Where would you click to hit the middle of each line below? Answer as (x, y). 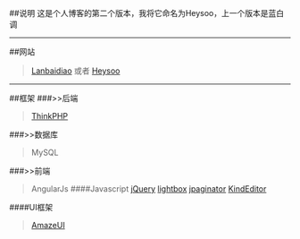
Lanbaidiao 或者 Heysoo (75, 71)
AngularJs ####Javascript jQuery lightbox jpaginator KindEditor (149, 189)
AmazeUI (48, 225)
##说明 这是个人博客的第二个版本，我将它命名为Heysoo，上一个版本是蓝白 (147, 13)
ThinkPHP (50, 116)
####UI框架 (31, 207)
